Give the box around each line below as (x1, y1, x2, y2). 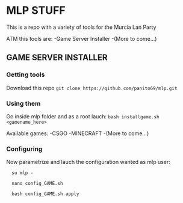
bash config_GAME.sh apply (11, 191, 79, 197)
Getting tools (6, 70, 45, 79)
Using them (6, 99, 41, 108)
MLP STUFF (6, 4, 66, 17)
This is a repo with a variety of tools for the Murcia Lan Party (6, 23, 157, 31)
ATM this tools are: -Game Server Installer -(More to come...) (6, 35, 157, 42)
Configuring (6, 145, 43, 153)
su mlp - (11, 170, 34, 176)
